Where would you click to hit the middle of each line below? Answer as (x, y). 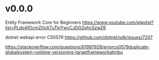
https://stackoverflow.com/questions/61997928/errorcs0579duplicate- (78, 47)
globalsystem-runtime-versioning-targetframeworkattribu (64, 52)
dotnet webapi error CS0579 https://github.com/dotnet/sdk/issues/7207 (79, 37)
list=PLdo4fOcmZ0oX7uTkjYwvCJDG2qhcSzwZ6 (55, 27)
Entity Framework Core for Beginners (43, 22)
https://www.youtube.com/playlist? (118, 22)
